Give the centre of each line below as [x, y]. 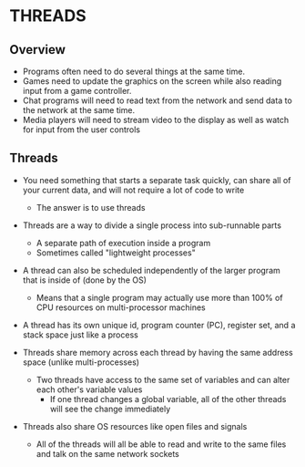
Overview [38, 50]
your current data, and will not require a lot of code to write [133, 190]
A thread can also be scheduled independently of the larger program [151, 270]
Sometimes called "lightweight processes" [116, 253]
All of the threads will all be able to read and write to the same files [161, 444]
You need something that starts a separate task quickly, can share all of [157, 180]
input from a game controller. [77, 91]
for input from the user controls [81, 130]
